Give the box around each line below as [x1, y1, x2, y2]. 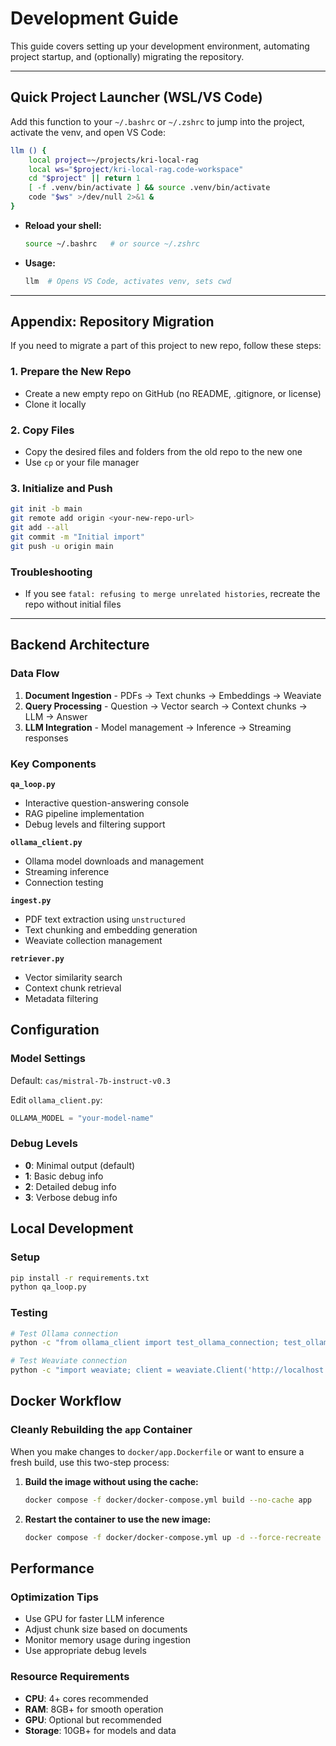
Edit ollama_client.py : [10, 1093, 103, 1106]
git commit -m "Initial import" [10, 532, 145, 542]
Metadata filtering [24, 992, 99, 1004]
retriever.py [10, 953, 65, 964]
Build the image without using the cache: [24, 1475, 199, 1487]
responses [24, 732, 69, 744]
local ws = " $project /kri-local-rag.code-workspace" [28, 164, 244, 174]
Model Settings [10, 1052, 87, 1066]
